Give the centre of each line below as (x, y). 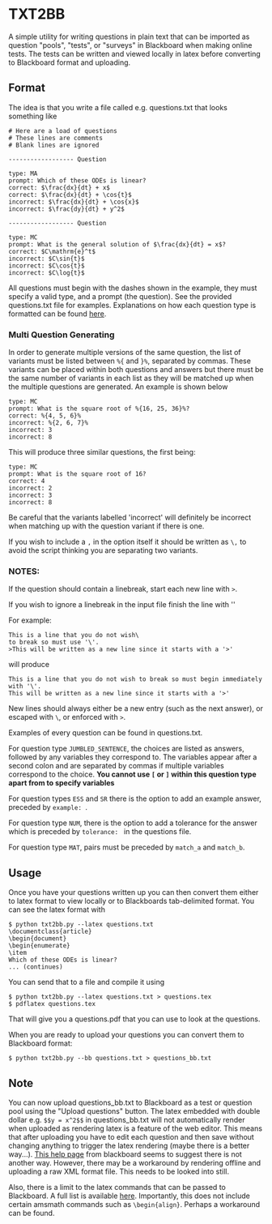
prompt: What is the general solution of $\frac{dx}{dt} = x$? (117, 244)
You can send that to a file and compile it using (87, 982)
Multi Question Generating (62, 335)
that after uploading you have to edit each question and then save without (132, 1136)
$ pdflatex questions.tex (52, 1004)
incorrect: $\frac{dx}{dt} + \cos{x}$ (74, 202)
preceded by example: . (48, 807)
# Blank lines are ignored (54, 145)
